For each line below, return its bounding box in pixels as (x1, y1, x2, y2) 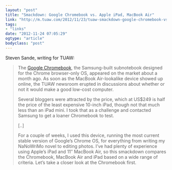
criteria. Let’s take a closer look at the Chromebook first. (17, 159, 137, 165)
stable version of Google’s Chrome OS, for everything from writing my (17, 137, 165, 143)
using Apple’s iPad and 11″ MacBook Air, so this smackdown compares (17, 149, 166, 155)
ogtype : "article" (5, 36, 45, 41)
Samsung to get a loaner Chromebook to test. (17, 112, 114, 118)
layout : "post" (5, 7, 38, 13)
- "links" (5, 27, 27, 32)
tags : (5, 21, 17, 27)
